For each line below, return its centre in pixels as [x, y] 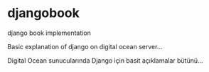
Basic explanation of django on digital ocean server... [85, 46]
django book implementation [49, 33]
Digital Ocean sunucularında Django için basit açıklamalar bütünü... [106, 60]
